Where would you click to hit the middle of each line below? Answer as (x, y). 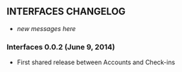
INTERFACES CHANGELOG (66, 12)
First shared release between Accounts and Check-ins (96, 62)
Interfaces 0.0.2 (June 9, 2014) (61, 47)
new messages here (46, 28)
